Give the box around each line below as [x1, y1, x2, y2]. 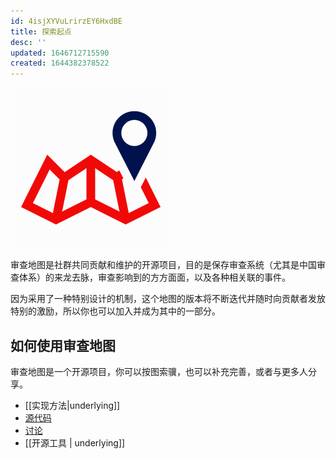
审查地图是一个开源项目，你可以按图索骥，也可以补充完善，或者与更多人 [10, 365, 308, 377]
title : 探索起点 [10, 26, 72, 37]
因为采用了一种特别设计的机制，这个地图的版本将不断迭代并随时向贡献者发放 [10, 293, 326, 305]
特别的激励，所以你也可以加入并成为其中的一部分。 [10, 305, 221, 317]
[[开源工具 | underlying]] [24, 436, 126, 449]
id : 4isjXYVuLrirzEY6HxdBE [10, 16, 123, 26]
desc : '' [10, 37, 47, 47]
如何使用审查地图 [10, 337, 116, 354]
